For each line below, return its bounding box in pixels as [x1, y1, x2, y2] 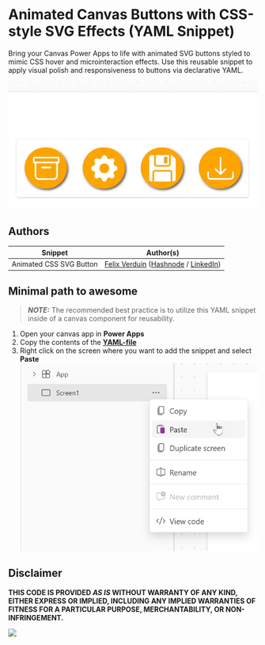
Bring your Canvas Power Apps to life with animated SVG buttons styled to [8, 48, 251, 58]
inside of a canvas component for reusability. [27, 314, 176, 324]
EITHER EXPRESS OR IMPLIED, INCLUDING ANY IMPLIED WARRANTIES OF [8, 596, 256, 605]
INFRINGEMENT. [8, 613, 64, 622]
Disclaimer [8, 567, 62, 580]
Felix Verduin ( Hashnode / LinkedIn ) [104, 260, 221, 269]
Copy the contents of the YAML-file [19, 338, 137, 347]
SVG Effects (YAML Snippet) [44, 22, 235, 40]
